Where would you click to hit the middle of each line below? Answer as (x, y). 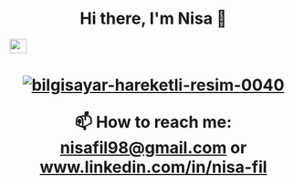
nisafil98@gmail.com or (153, 148)
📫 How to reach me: (153, 123)
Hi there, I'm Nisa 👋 (153, 19)
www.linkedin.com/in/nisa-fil (153, 167)
